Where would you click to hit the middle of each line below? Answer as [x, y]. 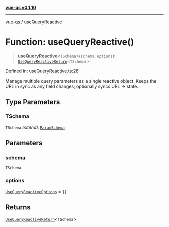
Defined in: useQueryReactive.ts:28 [42, 71]
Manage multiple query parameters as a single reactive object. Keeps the [81, 81]
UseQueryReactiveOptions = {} [36, 191]
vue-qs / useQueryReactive [34, 22]
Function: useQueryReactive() [70, 42]
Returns [18, 207]
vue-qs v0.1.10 [21, 7]
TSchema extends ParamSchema [35, 127]
